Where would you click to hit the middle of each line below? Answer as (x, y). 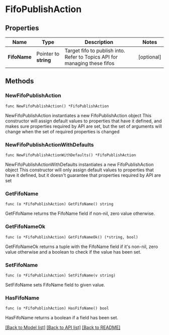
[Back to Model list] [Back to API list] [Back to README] (63, 327)
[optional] (150, 57)
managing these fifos (90, 63)
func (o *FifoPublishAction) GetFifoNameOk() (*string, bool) (72, 237)
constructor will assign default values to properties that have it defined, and (83, 121)
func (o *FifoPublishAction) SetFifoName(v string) (60, 275)
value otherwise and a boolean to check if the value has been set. (73, 252)
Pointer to (48, 54)
